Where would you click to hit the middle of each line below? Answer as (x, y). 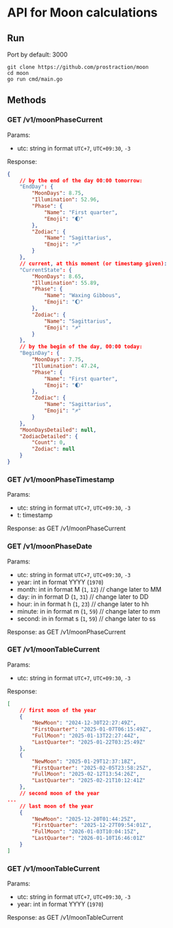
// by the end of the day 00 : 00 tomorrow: (81, 180)
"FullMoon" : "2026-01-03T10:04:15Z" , (85, 832)
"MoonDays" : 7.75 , (58, 360)
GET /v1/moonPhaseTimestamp (61, 479)
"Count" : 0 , (49, 443)
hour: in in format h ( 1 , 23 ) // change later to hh (83, 604)
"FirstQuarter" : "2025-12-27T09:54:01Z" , (92, 826)
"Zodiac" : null (54, 449)
